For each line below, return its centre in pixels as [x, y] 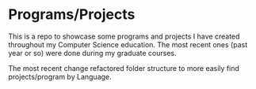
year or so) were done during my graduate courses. [92, 53]
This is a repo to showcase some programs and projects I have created [124, 36]
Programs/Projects [72, 15]
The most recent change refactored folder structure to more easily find [124, 68]
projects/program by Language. [60, 76]
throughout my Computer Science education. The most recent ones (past [128, 44]
